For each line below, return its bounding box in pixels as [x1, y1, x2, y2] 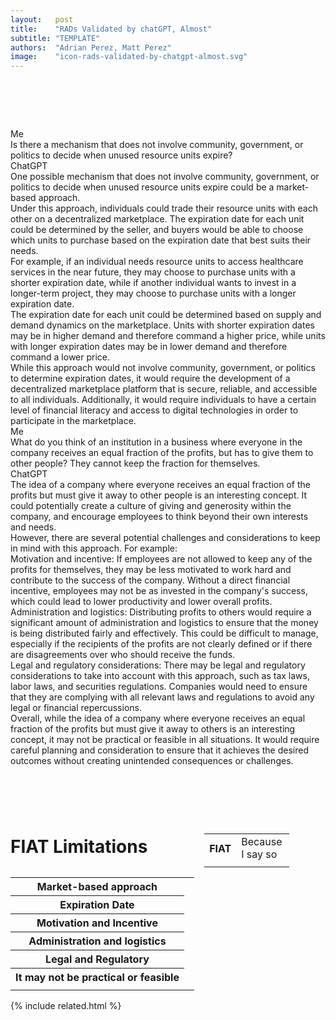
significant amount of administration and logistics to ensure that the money [10, 617, 319, 629]
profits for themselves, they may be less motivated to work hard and [10, 564, 292, 576]
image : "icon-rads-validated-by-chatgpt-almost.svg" [10, 52, 248, 62]
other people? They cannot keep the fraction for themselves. [10, 457, 261, 470]
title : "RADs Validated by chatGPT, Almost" [10, 24, 213, 34]
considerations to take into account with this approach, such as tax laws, [10, 670, 310, 682]
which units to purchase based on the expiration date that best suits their [10, 234, 312, 246]
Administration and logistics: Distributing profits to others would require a [10, 606, 312, 618]
